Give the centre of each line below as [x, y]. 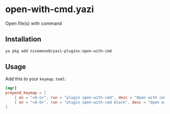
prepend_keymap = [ [26, 93]
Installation [23, 39]
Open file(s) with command [34, 23]
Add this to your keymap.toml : [36, 79]
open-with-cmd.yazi [50, 9]
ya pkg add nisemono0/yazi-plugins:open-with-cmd [59, 51]
